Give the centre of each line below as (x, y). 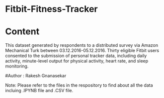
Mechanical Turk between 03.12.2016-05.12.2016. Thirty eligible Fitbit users (82, 51)
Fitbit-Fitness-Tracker (51, 9)
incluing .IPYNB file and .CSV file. (39, 91)
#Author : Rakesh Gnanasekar (36, 76)
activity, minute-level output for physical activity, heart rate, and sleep (77, 61)
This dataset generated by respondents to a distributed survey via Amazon (82, 45)
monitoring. (17, 66)
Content (22, 32)
